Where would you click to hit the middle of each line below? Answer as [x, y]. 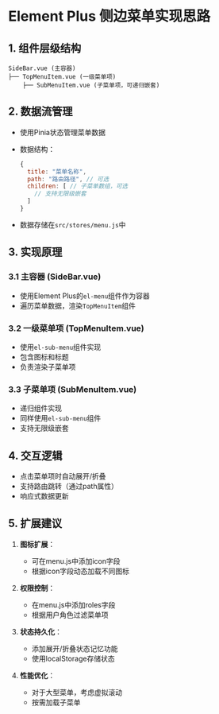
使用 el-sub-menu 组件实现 [60, 347]
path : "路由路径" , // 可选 [68, 179]
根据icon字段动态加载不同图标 [80, 571]
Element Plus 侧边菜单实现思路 [109, 16]
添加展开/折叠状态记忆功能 [75, 648]
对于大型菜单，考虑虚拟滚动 [77, 692]
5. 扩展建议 [35, 524]
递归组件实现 [40, 408]
